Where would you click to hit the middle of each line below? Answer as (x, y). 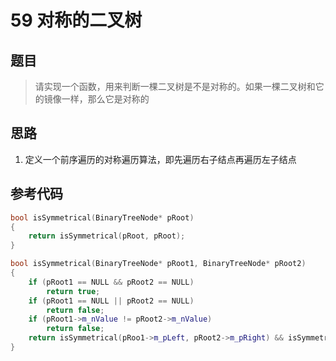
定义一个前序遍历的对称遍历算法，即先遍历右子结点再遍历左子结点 (160, 159)
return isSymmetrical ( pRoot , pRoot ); (107, 236)
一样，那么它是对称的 (105, 99)
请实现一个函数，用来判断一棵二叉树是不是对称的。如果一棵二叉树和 (175, 86)
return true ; (73, 291)
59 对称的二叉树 (76, 20)
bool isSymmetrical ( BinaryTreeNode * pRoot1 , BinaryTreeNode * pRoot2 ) (158, 264)
